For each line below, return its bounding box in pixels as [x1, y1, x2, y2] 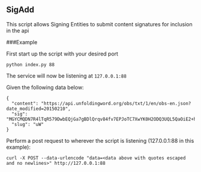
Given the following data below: [6, 84, 84, 91]
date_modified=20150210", [6, 106, 71, 112]
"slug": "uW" [11, 121, 44, 127]
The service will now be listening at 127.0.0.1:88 [6, 72, 127, 79]
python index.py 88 [6, 62, 55, 67]
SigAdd [6, 5, 35, 15]
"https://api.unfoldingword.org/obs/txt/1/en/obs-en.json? [41, 100, 191, 106]
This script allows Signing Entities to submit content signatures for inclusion [6, 20, 193, 27]
